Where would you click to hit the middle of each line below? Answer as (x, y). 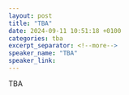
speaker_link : (32, 61)
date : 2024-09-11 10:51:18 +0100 (65, 31)
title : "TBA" (30, 23)
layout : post (30, 16)
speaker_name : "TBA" (43, 53)
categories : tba (36, 38)
